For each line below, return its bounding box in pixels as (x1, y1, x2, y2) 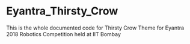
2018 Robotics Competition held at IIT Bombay (6, 30, 121, 37)
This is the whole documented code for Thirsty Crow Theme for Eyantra (6, 24, 185, 31)
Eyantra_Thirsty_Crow (6, 4, 118, 18)
